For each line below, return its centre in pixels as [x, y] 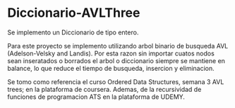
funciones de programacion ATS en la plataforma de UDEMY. [96, 97]
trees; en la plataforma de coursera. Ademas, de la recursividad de [104, 89]
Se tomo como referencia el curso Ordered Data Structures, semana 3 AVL [116, 81]
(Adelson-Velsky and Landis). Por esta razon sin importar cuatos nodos [111, 53]
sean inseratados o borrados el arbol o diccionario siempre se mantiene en [116, 60]
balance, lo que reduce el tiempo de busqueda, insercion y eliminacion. [111, 68]
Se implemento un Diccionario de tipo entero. [73, 32]
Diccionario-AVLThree [74, 13]
